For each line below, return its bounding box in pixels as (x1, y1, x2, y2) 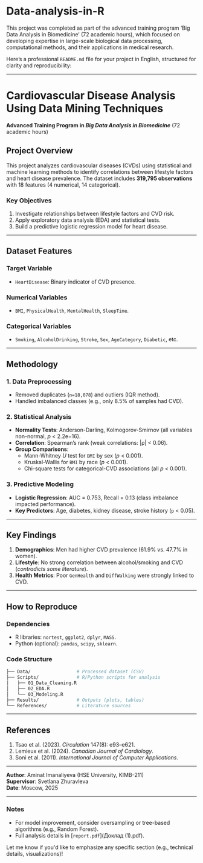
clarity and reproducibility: (6, 62, 72, 69)
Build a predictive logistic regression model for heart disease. (14, 222, 168, 230)
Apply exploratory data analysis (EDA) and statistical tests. (14, 216, 161, 224)
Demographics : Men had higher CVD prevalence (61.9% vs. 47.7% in (14, 546, 188, 553)
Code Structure (6, 655, 53, 663)
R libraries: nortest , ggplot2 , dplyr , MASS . (14, 633, 117, 641)
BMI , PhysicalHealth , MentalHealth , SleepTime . (14, 307, 129, 314)
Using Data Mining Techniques (6, 102, 164, 116)
